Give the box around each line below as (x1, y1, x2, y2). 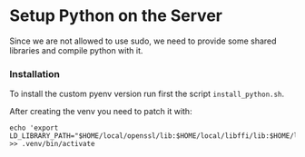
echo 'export (9, 123, 59, 132)
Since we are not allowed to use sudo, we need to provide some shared (9, 35, 277, 46)
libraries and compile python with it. (9, 44, 143, 55)
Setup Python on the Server (9, 5, 222, 26)
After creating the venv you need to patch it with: (9, 106, 192, 117)
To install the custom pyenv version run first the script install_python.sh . (9, 88, 285, 100)
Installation (9, 67, 61, 80)
